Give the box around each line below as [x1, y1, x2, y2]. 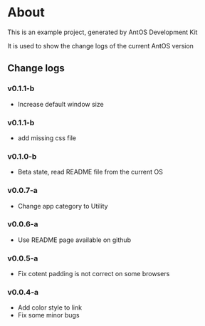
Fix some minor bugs [17, 311, 80, 320]
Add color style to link [17, 303, 83, 312]
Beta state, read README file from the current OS [17, 168, 164, 177]
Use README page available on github [17, 236, 132, 244]
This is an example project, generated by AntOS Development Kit [7, 28, 198, 36]
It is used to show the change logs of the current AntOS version [7, 41, 194, 50]
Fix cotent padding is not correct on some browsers [17, 270, 170, 278]
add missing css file [17, 133, 77, 142]
